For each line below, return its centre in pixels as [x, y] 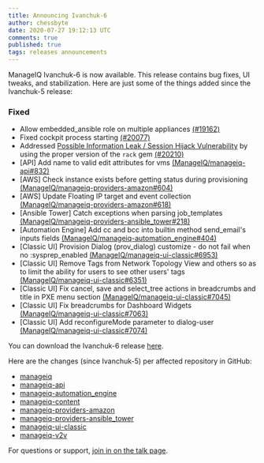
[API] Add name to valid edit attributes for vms [95, 163]
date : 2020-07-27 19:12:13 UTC [59, 30]
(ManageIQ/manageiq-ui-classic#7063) [84, 314]
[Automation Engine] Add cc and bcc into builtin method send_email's [133, 230]
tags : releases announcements [58, 52]
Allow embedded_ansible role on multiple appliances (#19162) [120, 129]
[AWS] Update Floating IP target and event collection [105, 196]
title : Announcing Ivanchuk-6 [58, 15]
